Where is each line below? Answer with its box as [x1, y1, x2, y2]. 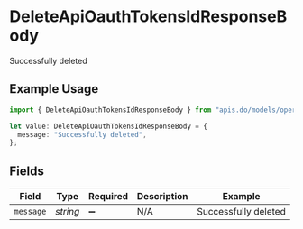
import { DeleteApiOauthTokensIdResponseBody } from [9, 105, 212, 114]
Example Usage [9, 81, 99, 96]
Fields [9, 163, 45, 179]
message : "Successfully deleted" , [17, 130, 147, 139]
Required [88, 190, 129, 203]
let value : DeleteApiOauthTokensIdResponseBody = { [9, 122, 207, 131]
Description [136, 190, 188, 203]
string [55, 206, 80, 218]
